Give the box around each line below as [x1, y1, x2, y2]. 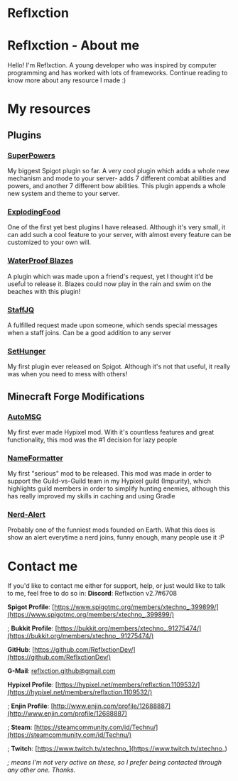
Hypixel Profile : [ [7, 680, 58, 689]
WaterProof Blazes [7, 256, 74, 266]
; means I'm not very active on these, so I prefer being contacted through [7, 758, 222, 767]
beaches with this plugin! [7, 287, 81, 295]
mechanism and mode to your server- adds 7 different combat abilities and [7, 174, 227, 182]
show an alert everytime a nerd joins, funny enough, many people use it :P [7, 533, 225, 542]
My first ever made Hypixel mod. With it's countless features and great [7, 427, 215, 436]
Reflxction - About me [7, 38, 140, 54]
